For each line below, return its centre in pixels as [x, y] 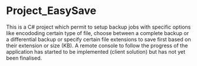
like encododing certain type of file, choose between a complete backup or [98, 33]
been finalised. [24, 58]
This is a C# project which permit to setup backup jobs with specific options [98, 27]
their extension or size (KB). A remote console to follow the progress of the [97, 46]
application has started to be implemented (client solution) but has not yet [96, 51]
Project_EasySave [51, 11]
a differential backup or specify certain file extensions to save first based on [98, 39]
